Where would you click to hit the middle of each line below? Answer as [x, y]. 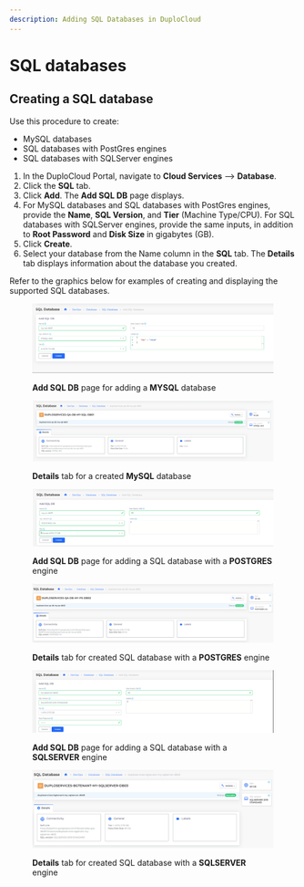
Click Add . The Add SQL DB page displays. [103, 195]
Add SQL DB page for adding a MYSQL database [124, 387]
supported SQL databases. [60, 290]
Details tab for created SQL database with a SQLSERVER [139, 863]
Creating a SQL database [81, 99]
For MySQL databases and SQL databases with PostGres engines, [147, 204]
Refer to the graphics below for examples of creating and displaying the [144, 281]
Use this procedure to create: [65, 121]
